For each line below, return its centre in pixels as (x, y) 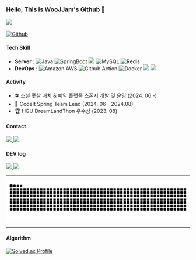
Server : (24, 61)
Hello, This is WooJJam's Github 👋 (56, 9)
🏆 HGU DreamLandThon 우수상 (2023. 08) (66, 111)
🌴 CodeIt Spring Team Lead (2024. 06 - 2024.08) (74, 104)
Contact (16, 126)
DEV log (16, 153)
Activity (16, 82)
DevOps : (26, 68)
